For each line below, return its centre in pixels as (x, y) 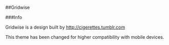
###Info (14, 17)
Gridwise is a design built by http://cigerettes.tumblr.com (65, 27)
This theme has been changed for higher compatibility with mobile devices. (85, 37)
